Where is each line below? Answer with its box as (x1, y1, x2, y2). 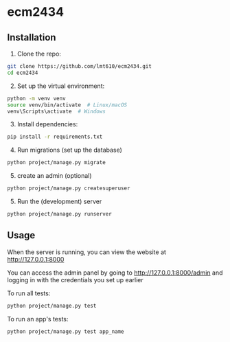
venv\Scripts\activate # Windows (7, 108, 106, 115)
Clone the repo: (16, 49, 62, 58)
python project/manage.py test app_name (7, 328, 125, 335)
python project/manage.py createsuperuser (7, 185, 130, 192)
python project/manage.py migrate (7, 159, 106, 166)
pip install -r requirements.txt (7, 133, 103, 141)
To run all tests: (7, 289, 51, 297)
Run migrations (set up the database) (16, 146, 122, 155)
